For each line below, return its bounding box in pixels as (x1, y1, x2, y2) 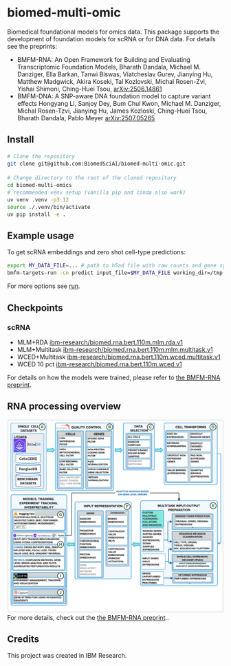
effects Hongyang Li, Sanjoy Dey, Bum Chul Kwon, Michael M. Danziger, (16, 99, 221, 107)
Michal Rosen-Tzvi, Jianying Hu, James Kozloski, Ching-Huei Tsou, (16, 107, 208, 115)
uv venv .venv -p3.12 (7, 197, 69, 203)
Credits (7, 633, 40, 645)
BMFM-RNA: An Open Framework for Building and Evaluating (16, 55, 190, 63)
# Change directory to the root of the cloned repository (7, 175, 177, 181)
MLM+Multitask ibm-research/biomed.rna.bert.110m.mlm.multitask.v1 (16, 345, 213, 353)
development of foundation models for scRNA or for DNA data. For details (7, 34, 216, 43)
